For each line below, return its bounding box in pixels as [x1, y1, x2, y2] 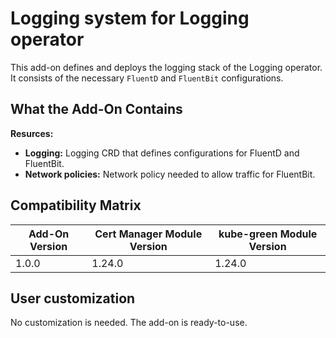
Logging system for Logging [10, 7, 250, 30]
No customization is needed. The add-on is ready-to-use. [10, 317, 248, 329]
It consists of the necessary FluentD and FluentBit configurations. [10, 72, 284, 84]
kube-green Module [218, 227, 318, 241]
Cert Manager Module [94, 227, 203, 241]
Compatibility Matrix [10, 197, 142, 214]
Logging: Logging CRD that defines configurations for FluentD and [24, 147, 300, 159]
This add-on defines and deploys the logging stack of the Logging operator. [10, 61, 323, 73]
